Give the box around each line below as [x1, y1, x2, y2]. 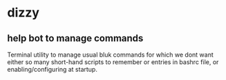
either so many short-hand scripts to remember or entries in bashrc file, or [7, 58, 219, 66]
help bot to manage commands [7, 32, 144, 44]
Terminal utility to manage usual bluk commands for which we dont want [7, 50, 214, 59]
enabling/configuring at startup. [7, 66, 98, 73]
